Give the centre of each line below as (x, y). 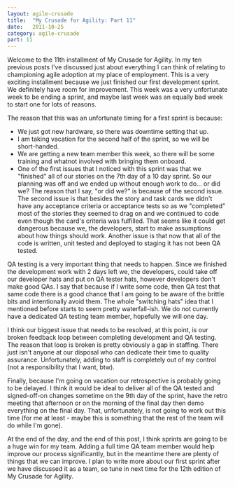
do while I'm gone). (35, 425)
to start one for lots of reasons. (52, 104)
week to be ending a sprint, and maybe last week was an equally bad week (115, 97)
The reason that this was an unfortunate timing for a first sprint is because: (115, 118)
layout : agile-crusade (40, 14)
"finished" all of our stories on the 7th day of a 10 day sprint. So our (114, 177)
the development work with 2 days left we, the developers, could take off (113, 272)
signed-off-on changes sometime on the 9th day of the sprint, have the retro (117, 396)
